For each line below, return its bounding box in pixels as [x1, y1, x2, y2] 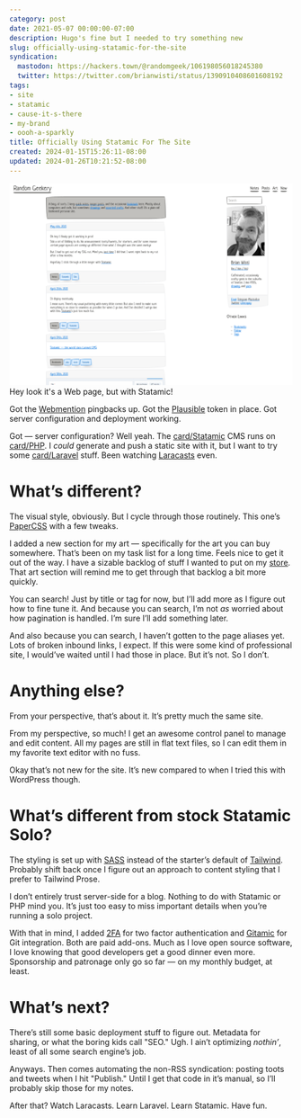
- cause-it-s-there [9, 109, 83, 119]
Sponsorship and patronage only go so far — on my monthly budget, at [9, 956, 273, 967]
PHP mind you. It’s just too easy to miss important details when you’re [9, 900, 268, 911]
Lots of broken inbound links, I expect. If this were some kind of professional [9, 639, 293, 650]
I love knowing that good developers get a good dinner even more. [9, 946, 256, 957]
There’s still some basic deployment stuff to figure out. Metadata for [9, 1026, 261, 1038]
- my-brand [9, 119, 50, 128]
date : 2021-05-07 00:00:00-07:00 [9, 23, 135, 33]
